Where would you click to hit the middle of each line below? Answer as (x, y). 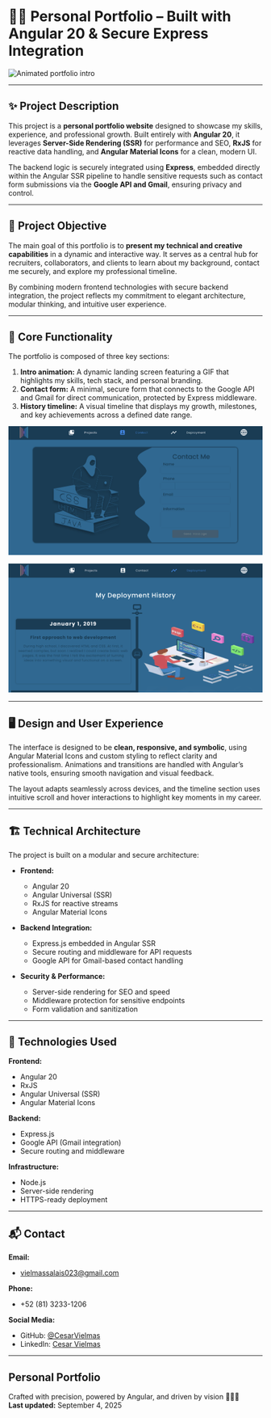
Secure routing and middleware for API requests (112, 952)
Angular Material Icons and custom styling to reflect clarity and (113, 756)
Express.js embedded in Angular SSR (94, 943)
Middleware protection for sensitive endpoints (108, 1000)
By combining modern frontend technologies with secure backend (118, 287)
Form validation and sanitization (85, 1009)
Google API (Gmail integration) (71, 1142)
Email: (19, 1257)
